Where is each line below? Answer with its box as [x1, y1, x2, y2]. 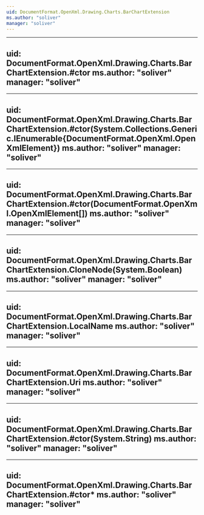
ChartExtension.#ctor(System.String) [6, 433, 152, 444]
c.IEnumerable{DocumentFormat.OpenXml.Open [6, 133, 196, 144]
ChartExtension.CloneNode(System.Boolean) [6, 265, 183, 275]
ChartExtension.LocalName [6, 321, 114, 332]
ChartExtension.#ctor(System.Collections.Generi [6, 124, 197, 134]
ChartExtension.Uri [6, 377, 81, 387]
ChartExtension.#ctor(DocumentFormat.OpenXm [6, 199, 198, 209]
